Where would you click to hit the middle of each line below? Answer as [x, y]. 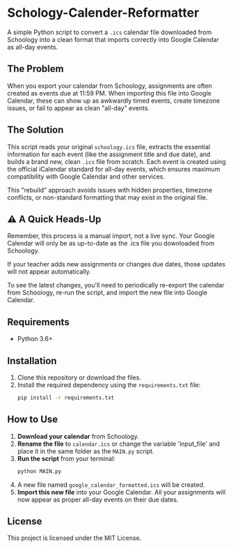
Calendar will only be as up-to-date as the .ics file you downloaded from [111, 243]
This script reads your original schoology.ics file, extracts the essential [109, 146]
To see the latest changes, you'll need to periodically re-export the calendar [116, 285]
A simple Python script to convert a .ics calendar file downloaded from [110, 32]
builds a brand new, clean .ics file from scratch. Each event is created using [116, 161]
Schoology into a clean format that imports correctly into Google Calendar [113, 39]
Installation [32, 361]
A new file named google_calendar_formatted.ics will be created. [111, 484]
